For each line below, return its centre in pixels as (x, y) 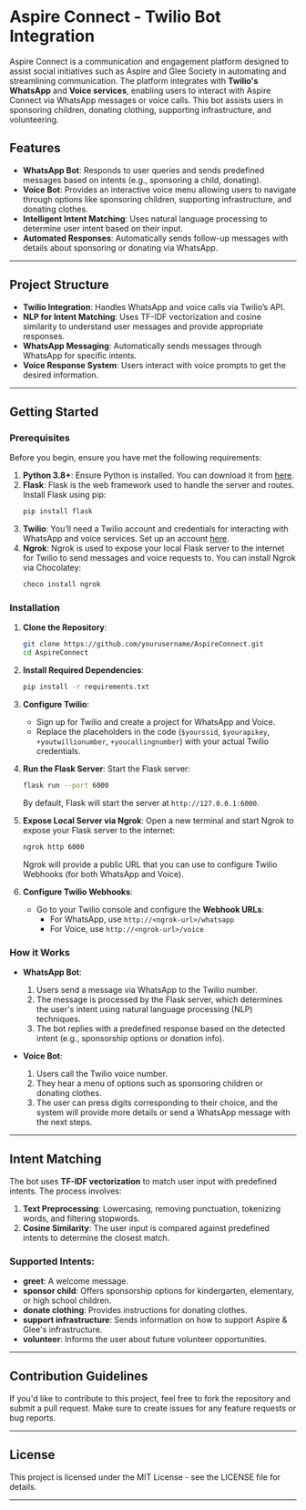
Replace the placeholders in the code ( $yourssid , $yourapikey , (153, 731)
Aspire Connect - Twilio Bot (115, 17)
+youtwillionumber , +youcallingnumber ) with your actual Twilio (153, 741)
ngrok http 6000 (53, 847)
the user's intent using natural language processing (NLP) (144, 1008)
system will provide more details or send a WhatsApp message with (163, 1112)
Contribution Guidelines (79, 1376)
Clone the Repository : (65, 627)
